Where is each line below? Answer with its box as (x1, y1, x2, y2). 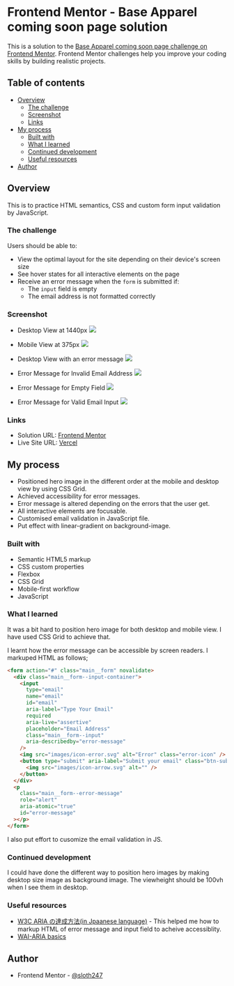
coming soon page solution (7, 19, 169, 35)
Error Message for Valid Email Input (17, 398, 119, 406)
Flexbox (17, 569, 40, 578)
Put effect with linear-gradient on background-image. (17, 522, 171, 530)
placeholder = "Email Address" (25, 725, 111, 732)
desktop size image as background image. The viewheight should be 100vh (7, 876, 224, 884)
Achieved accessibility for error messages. (17, 492, 141, 500)
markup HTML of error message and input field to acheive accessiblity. (17, 925, 221, 934)
